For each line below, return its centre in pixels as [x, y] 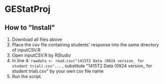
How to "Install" [30, 28]
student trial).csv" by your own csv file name [58, 71]
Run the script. [27, 76]
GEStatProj [28, 9]
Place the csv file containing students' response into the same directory [85, 45]
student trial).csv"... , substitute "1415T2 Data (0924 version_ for [82, 66]
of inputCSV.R [26, 50]
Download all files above [37, 39]
